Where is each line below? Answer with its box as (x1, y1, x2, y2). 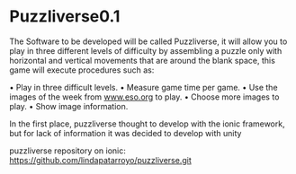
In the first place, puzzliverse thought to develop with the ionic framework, (9, 118, 285, 129)
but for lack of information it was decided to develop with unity (9, 127, 242, 138)
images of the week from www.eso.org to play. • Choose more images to (9, 91, 280, 102)
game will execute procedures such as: (9, 65, 155, 75)
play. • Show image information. (9, 100, 129, 111)
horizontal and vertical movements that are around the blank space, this (9, 55, 276, 65)
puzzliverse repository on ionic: (9, 145, 126, 156)
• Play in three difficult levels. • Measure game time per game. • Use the (9, 82, 278, 92)
